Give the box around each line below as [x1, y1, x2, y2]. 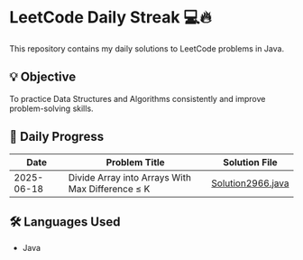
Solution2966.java [211, 177, 289, 190]
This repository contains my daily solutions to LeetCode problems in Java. [9, 42, 285, 54]
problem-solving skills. [9, 103, 94, 114]
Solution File [222, 155, 278, 168]
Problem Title [106, 155, 165, 168]
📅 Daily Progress [9, 129, 105, 144]
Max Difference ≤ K [68, 182, 151, 195]
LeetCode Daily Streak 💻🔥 [9, 7, 212, 28]
